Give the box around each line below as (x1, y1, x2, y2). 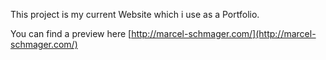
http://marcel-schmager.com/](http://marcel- (131, 28, 317, 39)
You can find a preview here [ (10, 28, 132, 39)
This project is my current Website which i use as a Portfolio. (10, 9, 260, 20)
